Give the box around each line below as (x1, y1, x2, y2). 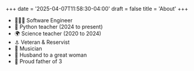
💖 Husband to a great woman (14, 51, 87, 58)
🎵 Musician (14, 45, 43, 52)
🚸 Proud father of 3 (14, 58, 63, 65)
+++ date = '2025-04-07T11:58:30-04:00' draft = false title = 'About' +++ (5, 5, 189, 12)
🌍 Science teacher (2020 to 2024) (14, 30, 102, 37)
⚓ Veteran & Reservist (14, 39, 70, 46)
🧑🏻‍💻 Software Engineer (14, 17, 73, 23)
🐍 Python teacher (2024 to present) (14, 23, 103, 30)
